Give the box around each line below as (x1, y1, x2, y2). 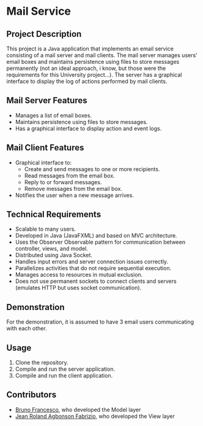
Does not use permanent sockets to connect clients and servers (15, 277, 177, 285)
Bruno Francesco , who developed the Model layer (15, 406, 141, 413)
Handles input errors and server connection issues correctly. (15, 258, 169, 265)
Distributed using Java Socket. (15, 252, 93, 259)
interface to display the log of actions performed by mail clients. (6, 78, 168, 85)
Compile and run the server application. (15, 365, 115, 373)
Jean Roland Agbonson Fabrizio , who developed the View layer (15, 412, 175, 420)
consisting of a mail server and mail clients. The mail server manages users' (6, 52, 197, 59)
